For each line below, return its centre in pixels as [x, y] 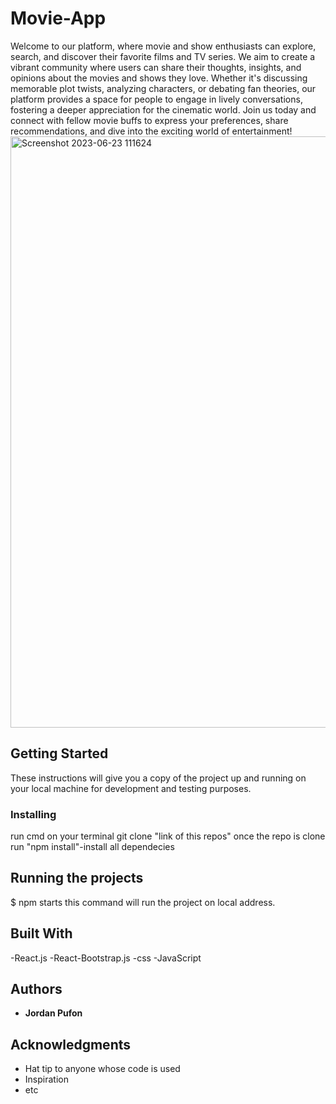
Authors [36, 989]
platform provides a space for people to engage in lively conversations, [156, 99]
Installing [33, 814]
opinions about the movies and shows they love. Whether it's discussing [159, 78]
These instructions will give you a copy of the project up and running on [158, 778]
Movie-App [58, 18]
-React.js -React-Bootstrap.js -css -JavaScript [106, 958]
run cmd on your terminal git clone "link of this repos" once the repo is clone [168, 836]
